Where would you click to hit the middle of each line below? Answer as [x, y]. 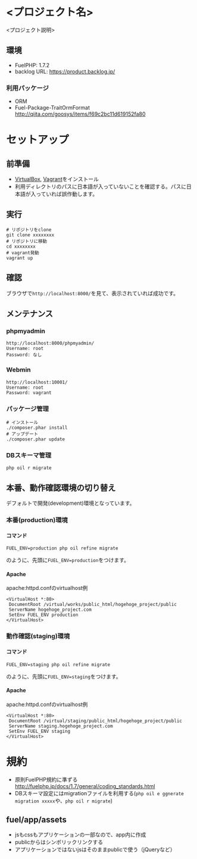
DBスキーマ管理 [29, 455]
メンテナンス [30, 314]
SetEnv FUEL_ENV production [43, 615]
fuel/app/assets [37, 820]
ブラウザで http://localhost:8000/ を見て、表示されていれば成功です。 [92, 293]
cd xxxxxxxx [21, 246]
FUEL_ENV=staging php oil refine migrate [58, 664]
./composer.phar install [37, 427]
